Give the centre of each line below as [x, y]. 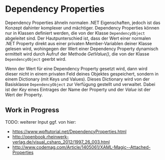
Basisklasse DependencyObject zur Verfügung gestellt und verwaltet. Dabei [80, 84]
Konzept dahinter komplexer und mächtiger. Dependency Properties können [82, 27]
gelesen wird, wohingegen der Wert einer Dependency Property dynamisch [82, 49]
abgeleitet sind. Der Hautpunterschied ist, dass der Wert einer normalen [78, 38]
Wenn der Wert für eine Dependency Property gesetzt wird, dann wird [76, 68]
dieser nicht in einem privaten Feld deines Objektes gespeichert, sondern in [82, 74]
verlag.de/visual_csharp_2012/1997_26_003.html [61, 142]
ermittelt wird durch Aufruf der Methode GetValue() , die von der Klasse [77, 54]
